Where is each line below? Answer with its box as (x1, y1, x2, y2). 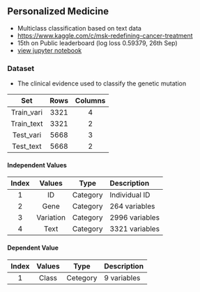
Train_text (10, 119, 43, 129)
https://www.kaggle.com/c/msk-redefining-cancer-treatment (17, 31, 193, 40)
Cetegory (66, 273, 98, 282)
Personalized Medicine (7, 6, 109, 17)
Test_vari (12, 130, 42, 140)
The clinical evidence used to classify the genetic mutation (17, 79, 187, 88)
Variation (36, 213, 66, 222)
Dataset (7, 63, 35, 73)
